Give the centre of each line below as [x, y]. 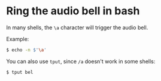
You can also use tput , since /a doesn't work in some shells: [81, 61]
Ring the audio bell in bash [73, 11]
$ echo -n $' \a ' [26, 50]
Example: [18, 39]
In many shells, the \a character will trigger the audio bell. [77, 27]
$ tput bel [20, 72]
